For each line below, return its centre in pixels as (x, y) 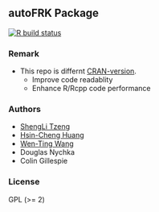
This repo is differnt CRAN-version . (78, 71)
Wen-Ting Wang (47, 143)
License (24, 182)
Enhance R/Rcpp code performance (91, 89)
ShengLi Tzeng (45, 127)
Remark (24, 53)
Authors (25, 110)
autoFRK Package (53, 13)
